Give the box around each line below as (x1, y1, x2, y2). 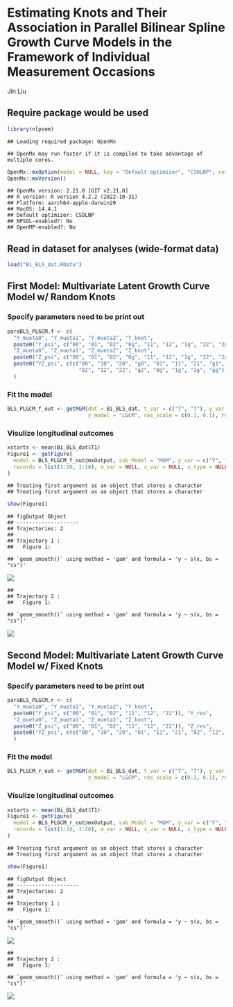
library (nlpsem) (7, 125, 54, 133)
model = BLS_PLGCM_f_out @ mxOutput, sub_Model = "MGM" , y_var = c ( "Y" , (13, 457, 222, 464)
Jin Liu (7, 87, 26, 95)
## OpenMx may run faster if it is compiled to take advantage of (7, 150, 203, 157)
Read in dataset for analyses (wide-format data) (7, 243, 219, 254)
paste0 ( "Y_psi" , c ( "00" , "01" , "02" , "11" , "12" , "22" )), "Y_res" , (13, 710, 213, 717)
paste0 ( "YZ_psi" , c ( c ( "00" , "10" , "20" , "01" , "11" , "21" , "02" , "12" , (13, 729, 225, 736)
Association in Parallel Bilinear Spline (7, 19, 225, 35)
